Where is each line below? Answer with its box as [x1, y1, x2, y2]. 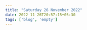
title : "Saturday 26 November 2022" [5, 7, 82, 13]
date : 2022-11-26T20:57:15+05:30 [5, 12, 76, 17]
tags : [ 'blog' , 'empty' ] [5, 17, 58, 22]
